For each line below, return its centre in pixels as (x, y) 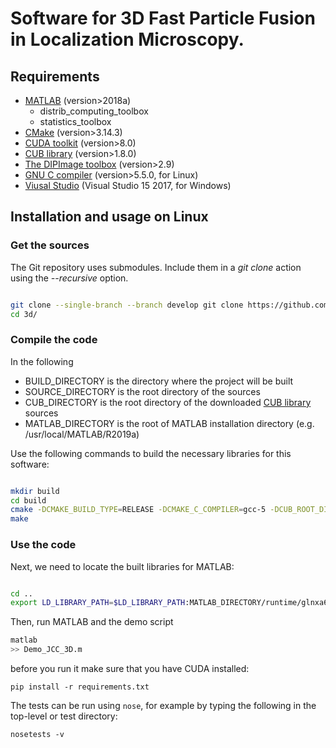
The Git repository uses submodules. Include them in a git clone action (156, 267)
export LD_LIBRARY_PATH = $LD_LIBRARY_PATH (98, 603)
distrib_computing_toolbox (94, 111)
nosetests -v (37, 735)
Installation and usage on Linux (109, 217)
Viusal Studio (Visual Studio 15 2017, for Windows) (128, 185)
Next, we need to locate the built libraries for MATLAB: (122, 566)
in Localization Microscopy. (127, 39)
